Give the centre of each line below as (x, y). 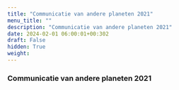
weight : (19, 54)
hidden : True (27, 47)
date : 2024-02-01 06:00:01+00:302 (58, 34)
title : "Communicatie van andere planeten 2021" (80, 14)
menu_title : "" (30, 21)
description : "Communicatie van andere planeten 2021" (90, 27)
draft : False (27, 40)
